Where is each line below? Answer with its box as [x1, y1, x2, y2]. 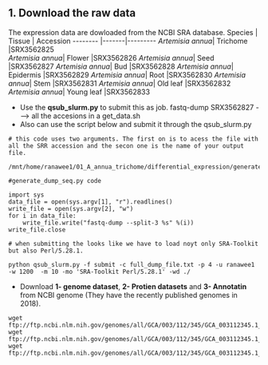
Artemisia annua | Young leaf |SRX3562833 [8, 87, 150, 97]
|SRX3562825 [8, 44, 54, 54]
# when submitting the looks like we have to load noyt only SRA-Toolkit [8, 240, 259, 248]
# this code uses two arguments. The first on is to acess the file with [8, 135, 259, 143]
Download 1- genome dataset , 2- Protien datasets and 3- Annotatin [19, 281, 247, 291]
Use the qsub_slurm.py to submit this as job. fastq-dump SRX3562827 [19, 102, 254, 112]
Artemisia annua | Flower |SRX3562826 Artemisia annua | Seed [8, 53, 215, 62]
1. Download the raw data [8, 6, 136, 20]
